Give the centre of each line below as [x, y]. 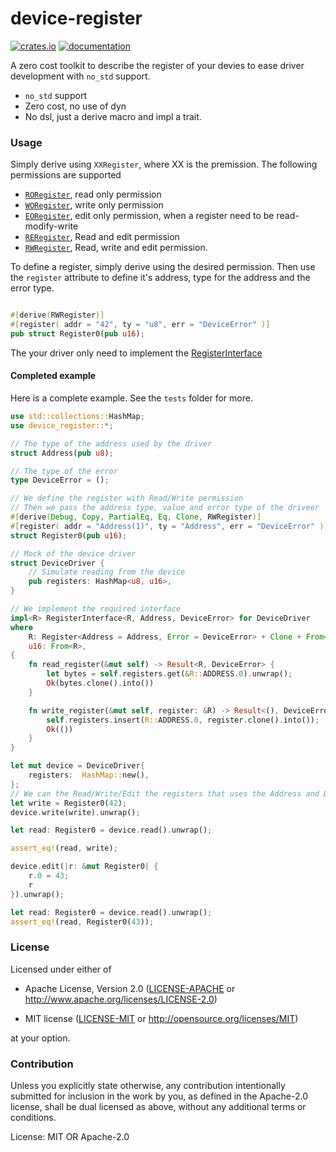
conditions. [33, 1118]
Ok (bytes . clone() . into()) [100, 683]
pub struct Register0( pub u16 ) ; [77, 333]
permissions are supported [66, 175]
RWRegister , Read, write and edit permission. [116, 248]
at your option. [40, 1038]
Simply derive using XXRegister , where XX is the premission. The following [164, 164]
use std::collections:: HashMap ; [77, 417]
